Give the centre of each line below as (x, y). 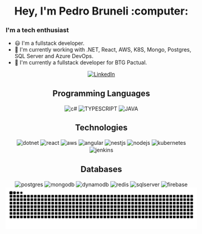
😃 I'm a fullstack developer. (49, 43)
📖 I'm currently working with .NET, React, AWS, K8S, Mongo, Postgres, (103, 50)
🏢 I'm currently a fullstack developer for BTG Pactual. (81, 62)
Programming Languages (101, 93)
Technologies (101, 128)
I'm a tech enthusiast (37, 30)
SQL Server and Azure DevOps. (54, 56)
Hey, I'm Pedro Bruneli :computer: (101, 11)
